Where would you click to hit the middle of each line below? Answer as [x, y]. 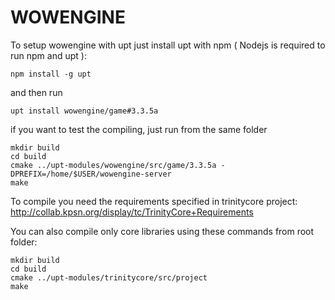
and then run [36, 92]
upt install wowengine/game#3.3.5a [84, 111]
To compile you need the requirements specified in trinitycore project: [154, 201]
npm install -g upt [51, 74]
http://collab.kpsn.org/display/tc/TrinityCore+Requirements [132, 212]
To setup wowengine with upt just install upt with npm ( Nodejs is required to [168, 45]
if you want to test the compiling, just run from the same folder [139, 129]
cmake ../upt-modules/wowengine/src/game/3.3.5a [113, 165]
